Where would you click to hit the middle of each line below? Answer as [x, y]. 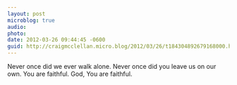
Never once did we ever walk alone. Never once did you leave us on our [112, 66]
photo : [17, 33]
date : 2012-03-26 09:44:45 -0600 [56, 40]
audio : [17, 27]
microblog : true [31, 20]
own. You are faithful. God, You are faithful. [70, 74]
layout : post [26, 14]
